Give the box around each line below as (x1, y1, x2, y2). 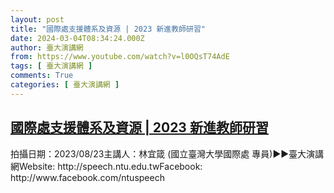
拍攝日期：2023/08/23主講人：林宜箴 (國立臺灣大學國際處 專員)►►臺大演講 (10, 147, 325, 160)
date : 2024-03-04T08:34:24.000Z (10, 33, 145, 43)
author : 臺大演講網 (10, 42, 84, 53)
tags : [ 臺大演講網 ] (10, 61, 93, 71)
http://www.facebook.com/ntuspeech (10, 171, 165, 183)
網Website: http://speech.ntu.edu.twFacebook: (10, 160, 203, 172)
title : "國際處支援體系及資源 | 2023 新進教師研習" (10, 24, 206, 34)
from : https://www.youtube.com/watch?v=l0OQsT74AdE (10, 52, 230, 62)
